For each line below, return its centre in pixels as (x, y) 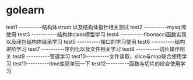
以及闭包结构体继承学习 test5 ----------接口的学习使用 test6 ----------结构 (96, 41)
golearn (25, 10)
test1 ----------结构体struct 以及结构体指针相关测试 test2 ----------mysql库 (96, 27)
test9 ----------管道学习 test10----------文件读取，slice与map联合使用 (97, 56)
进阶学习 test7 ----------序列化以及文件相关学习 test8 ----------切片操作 (93, 49)
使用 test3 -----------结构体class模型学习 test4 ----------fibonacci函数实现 (96, 34)
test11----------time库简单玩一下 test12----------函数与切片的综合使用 (96, 63)
